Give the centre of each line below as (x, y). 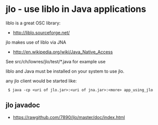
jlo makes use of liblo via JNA (36, 42)
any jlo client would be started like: (41, 81)
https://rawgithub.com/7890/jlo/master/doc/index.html (69, 117)
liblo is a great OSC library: (33, 23)
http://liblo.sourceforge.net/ (41, 32)
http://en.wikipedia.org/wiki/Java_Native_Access (63, 52)
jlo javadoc (23, 105)
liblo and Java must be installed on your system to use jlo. (65, 71)
